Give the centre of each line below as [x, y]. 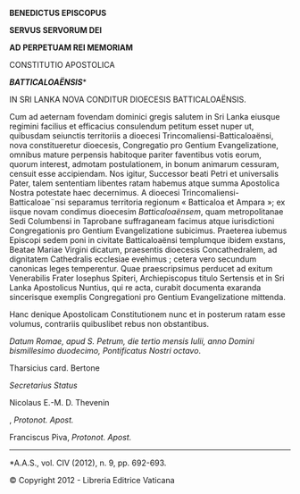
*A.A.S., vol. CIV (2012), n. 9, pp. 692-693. [88, 463]
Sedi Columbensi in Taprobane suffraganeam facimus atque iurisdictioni [142, 221]
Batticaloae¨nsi [37, 202]
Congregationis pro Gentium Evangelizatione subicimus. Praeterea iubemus [148, 230]
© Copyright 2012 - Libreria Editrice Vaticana [92, 480]
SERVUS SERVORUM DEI [56, 30]
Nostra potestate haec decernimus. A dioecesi [95, 193]
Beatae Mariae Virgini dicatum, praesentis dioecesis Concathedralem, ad [143, 250]
